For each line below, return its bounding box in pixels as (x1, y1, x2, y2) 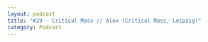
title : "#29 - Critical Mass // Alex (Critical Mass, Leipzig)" (7, 17, 202, 24)
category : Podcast (7, 23, 62, 31)
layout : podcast (7, 10, 55, 18)
